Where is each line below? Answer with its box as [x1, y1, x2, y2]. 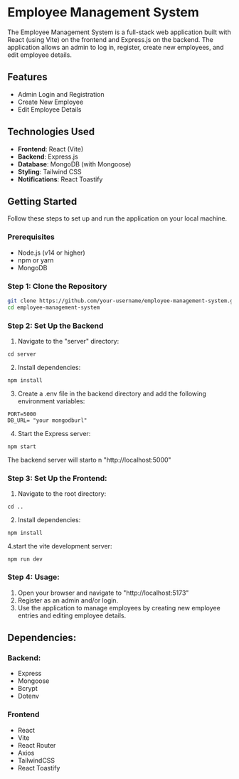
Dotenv [17, 691, 39, 701]
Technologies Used [7, 126, 95, 138]
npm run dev [7, 556, 43, 563]
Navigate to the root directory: [17, 489, 107, 498]
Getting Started [7, 195, 78, 207]
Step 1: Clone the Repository [7, 281, 107, 291]
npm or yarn [17, 255, 54, 264]
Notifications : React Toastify [17, 175, 103, 184]
